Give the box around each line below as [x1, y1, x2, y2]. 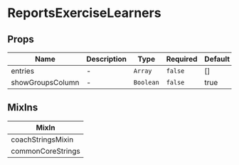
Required [166, 55, 198, 64]
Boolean [133, 79, 160, 86]
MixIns [7, 101, 38, 114]
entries [11, 66, 34, 76]
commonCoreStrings [11, 146, 80, 156]
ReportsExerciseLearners [7, 5, 161, 21]
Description [86, 55, 127, 64]
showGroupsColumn [11, 78, 80, 87]
